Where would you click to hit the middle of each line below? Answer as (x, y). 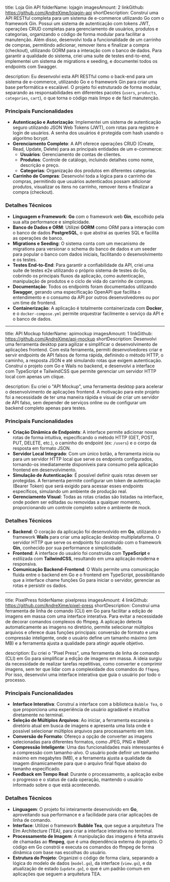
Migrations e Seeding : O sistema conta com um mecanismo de (79, 243)
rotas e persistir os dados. (40, 586)
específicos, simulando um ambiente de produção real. (70, 491)
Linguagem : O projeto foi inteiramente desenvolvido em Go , (75, 809)
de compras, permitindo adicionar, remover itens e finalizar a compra (77, 45)
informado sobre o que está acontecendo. (56, 785)
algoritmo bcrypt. (31, 138)
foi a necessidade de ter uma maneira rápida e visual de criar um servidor (82, 397)
